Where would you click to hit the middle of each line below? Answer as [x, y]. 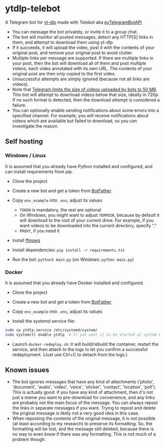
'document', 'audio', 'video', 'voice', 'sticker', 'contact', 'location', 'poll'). [84, 387]
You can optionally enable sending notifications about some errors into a [86, 110]
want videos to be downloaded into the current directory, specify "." [88, 225]
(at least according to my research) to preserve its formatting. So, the [82, 424]
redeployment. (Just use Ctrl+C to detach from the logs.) [70, 354]
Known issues [27, 370]
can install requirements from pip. [39, 172]
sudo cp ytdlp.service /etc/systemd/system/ [51, 330]
